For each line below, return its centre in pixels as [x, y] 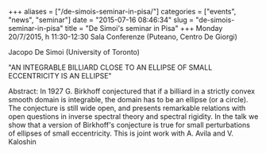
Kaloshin [23, 142]
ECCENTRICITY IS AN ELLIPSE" [60, 76]
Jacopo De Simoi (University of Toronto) [74, 52]
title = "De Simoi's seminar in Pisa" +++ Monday [144, 28]
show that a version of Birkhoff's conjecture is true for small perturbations [129, 125]
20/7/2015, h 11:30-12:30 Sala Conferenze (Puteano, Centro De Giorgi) [123, 36]
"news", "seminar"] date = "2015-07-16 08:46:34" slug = [101, 20]
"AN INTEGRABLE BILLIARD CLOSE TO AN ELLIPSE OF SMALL [110, 67]
